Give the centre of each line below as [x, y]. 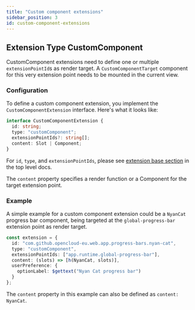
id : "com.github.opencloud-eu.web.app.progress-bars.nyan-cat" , [94, 243]
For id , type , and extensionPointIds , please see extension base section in [98, 160]
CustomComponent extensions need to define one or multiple [83, 62]
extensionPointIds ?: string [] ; [51, 138]
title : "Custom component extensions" [55, 12]
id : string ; [27, 127]
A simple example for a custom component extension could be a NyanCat [96, 214]
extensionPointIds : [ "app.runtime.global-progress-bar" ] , [86, 255]
